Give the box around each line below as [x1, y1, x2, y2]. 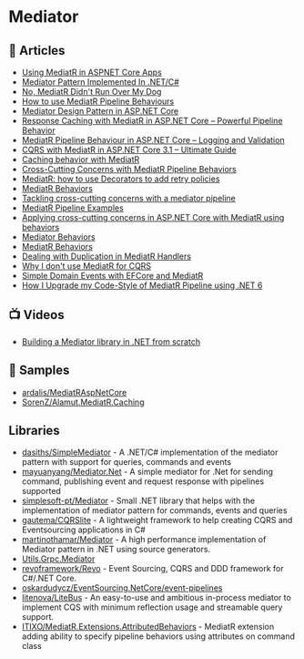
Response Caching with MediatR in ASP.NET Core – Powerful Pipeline [21, 116, 283, 126]
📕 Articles [8, 43, 66, 58]
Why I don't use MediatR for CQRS [21, 261, 152, 271]
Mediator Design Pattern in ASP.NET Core [21, 106, 179, 116]
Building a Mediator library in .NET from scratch [21, 335, 201, 347]
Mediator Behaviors [21, 232, 96, 242]
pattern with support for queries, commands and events [21, 457, 232, 468]
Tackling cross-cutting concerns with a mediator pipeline [21, 193, 236, 203]
